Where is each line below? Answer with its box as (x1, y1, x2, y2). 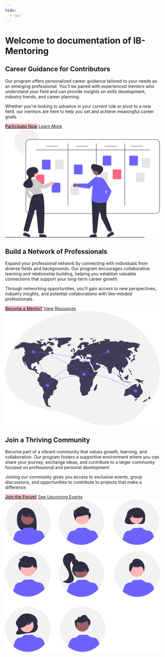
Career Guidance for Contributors (5, 65, 110, 73)
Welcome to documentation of (5, 35, 132, 46)
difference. (5, 484, 27, 490)
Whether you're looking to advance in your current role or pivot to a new (5, 103, 151, 109)
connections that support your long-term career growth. (5, 276, 119, 282)
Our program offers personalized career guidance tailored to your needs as (5, 78, 157, 84)
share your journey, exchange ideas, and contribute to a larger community (5, 459, 155, 465)
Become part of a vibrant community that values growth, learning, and (5, 449, 147, 455)
